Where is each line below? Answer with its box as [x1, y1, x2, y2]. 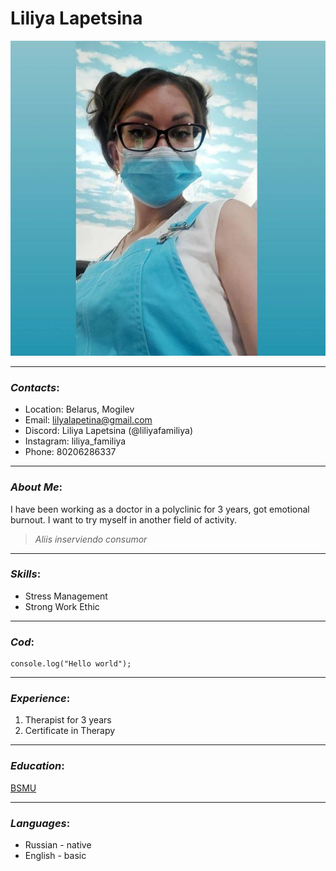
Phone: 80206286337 [24, 446, 117, 458]
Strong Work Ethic [24, 600, 100, 612]
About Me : [10, 480, 63, 494]
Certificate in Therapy [24, 725, 116, 737]
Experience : [10, 692, 71, 706]
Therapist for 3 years [24, 714, 112, 726]
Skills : [10, 567, 42, 581]
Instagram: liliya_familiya [24, 435, 127, 447]
